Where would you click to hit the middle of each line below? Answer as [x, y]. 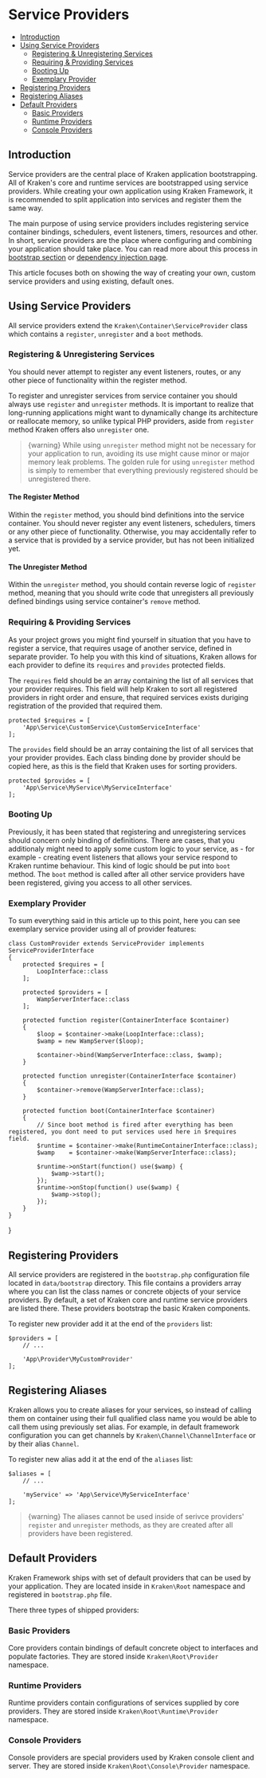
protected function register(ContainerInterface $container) [126, 1020]
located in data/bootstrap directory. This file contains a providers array [125, 1283]
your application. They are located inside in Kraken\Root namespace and [127, 1586]
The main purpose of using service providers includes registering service [129, 223]
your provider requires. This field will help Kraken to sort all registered [123, 689]
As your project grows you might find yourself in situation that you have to [129, 640]
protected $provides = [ [49, 781]
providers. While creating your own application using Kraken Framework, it [131, 191]
